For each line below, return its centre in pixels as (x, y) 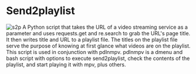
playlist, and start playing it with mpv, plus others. (66, 64)
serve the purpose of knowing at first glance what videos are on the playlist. (98, 46)
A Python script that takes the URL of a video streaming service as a (105, 27)
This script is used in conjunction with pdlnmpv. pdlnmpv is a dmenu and (94, 52)
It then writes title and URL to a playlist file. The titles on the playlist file (92, 39)
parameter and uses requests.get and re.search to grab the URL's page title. (98, 33)
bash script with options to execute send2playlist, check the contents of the (98, 58)
